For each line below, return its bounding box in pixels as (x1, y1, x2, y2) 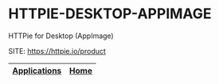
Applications (12, 65, 62, 76)
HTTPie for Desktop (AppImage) (8, 31, 114, 40)
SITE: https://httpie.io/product (8, 46, 106, 55)
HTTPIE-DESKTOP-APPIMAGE (8, 5, 213, 23)
